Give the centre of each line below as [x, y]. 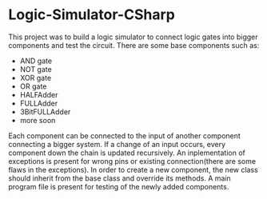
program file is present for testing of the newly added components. [119, 186]
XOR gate [36, 78]
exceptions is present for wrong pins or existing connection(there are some [132, 161]
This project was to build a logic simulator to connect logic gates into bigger [133, 37]
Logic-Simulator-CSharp [92, 15]
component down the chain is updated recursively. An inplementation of [127, 153]
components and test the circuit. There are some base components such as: [134, 45]
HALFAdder [39, 94]
